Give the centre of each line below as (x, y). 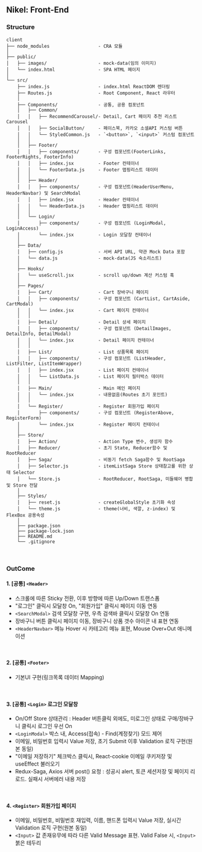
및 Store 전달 (22, 485)
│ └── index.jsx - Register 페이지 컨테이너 (88, 424)
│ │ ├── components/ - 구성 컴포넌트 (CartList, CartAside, (104, 299)
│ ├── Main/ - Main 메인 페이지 (79, 388)
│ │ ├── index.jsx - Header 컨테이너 (78, 200)
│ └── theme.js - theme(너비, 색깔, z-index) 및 (96, 509)
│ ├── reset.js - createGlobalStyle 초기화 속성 (96, 502)
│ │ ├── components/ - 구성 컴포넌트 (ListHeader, (92, 358)
